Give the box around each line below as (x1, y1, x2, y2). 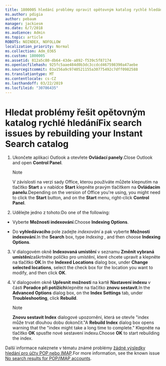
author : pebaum (5, 16, 37, 21)
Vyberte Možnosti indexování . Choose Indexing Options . (12, 219, 129, 225)
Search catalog (5, 138, 69, 149)
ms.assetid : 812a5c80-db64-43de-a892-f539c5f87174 (5, 58, 112, 63)
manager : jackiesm (5, 21, 43, 26)
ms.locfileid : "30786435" (5, 85, 58, 91)
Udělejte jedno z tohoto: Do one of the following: (12, 210, 110, 216)
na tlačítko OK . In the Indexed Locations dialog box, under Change (12, 259, 148, 265)
